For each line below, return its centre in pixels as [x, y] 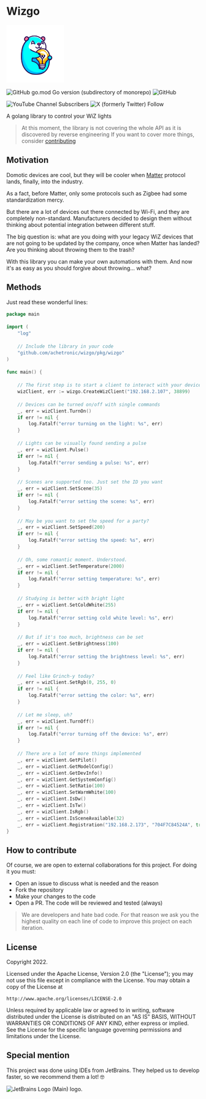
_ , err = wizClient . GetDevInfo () [60, 773]
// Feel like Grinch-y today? [56, 676]
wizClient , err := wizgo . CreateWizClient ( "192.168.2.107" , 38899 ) [104, 392]
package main [23, 314]
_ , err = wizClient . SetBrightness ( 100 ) [68, 644]
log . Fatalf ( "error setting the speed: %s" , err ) [92, 541]
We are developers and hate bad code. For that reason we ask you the [110, 915]
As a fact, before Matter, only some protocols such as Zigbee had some [97, 193]
